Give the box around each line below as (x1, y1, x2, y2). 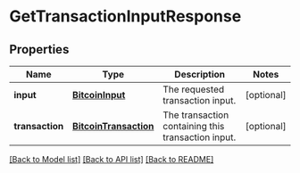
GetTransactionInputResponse (9, 6, 242, 27)
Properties (9, 42, 70, 57)
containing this (162, 120, 225, 132)
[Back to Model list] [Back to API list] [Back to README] (9, 154, 214, 164)
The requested (162, 83, 225, 95)
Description (173, 69, 226, 80)
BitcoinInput (72, 89, 126, 101)
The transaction (162, 109, 229, 121)
